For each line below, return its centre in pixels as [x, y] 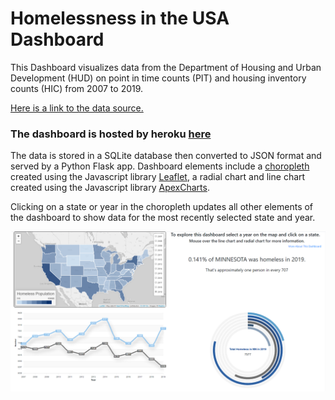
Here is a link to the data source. [77, 108]
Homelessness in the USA [120, 18]
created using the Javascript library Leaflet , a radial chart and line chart [158, 177]
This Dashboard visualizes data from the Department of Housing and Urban [166, 67]
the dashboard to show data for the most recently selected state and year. [163, 218]
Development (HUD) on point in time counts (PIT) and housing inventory [158, 78]
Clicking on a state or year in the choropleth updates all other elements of [162, 207]
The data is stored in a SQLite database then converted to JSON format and [166, 156]
